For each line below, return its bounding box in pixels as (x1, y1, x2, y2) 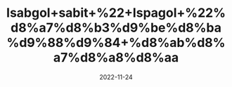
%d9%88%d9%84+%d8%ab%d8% (6, 35, 226, 51)
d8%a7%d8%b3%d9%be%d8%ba (11, 20, 221, 36)
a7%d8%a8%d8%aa (53, 50, 179, 66)
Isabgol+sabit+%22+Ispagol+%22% (6, 5, 226, 21)
